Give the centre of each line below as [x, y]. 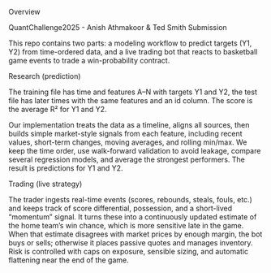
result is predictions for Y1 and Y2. [66, 168]
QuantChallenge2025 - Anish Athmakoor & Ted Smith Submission [118, 27]
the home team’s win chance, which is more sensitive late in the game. [126, 225]
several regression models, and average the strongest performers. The [127, 159]
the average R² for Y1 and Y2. [58, 109]
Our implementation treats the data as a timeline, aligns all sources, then [129, 125]
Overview [24, 12]
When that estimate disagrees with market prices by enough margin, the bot [135, 234]
